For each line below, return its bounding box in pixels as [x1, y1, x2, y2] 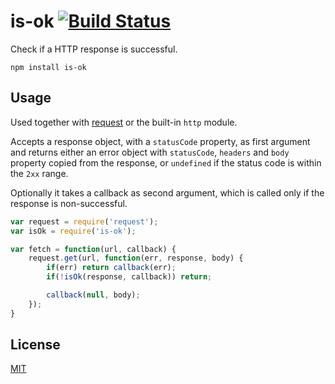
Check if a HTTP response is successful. [10, 43, 178, 55]
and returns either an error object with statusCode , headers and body [10, 146, 290, 158]
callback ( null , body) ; [46, 290, 141, 300]
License [10, 336, 61, 354]
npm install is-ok [10, 62, 87, 72]
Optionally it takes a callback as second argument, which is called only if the [10, 186, 325, 199]
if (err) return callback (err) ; [46, 263, 177, 273]
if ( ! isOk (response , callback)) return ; [46, 272, 213, 282]
